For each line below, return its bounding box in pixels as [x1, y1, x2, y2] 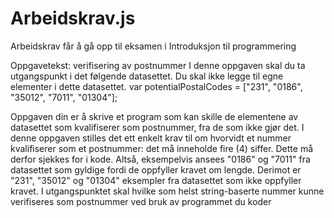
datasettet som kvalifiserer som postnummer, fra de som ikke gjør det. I [10, 121, 305, 133]
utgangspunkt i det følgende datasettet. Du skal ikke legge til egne [10, 70, 284, 82]
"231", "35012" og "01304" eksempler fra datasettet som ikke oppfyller [10, 174, 302, 186]
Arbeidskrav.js [10, 7, 136, 30]
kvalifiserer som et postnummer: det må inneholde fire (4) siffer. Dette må [10, 142, 314, 154]
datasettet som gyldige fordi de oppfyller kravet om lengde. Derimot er [10, 163, 302, 176]
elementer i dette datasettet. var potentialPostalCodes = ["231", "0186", [10, 80, 303, 92]
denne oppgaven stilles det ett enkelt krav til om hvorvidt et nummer [10, 132, 292, 144]
